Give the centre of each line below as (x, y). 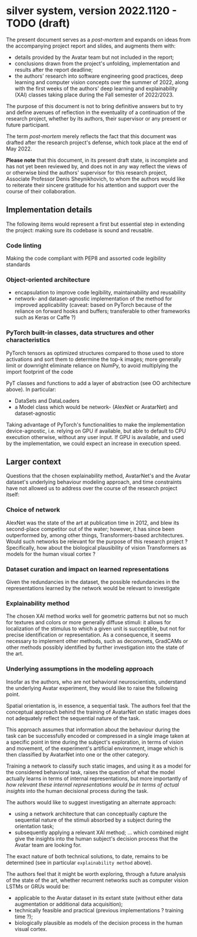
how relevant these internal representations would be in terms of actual (93, 784)
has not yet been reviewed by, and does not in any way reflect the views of (96, 166)
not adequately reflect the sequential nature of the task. (73, 718)
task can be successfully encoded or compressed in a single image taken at (98, 735)
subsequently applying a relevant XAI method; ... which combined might (101, 832)
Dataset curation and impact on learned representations (88, 569)
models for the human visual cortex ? (51, 554)
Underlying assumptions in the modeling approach (80, 669)
